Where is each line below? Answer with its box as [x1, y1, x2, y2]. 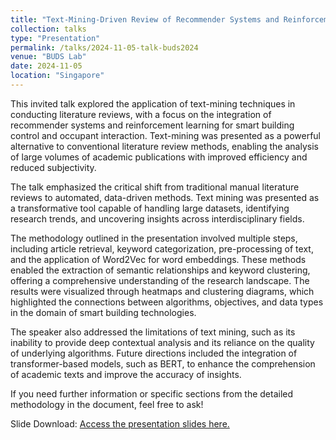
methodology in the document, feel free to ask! [10, 398, 204, 410]
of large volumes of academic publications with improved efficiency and [10, 151, 308, 163]
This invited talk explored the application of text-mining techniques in [10, 97, 296, 110]
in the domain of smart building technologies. [10, 306, 197, 318]
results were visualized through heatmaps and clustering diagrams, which [10, 285, 315, 297]
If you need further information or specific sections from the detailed [10, 387, 294, 400]
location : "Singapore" [10, 71, 105, 81]
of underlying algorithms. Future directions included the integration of [10, 347, 298, 359]
